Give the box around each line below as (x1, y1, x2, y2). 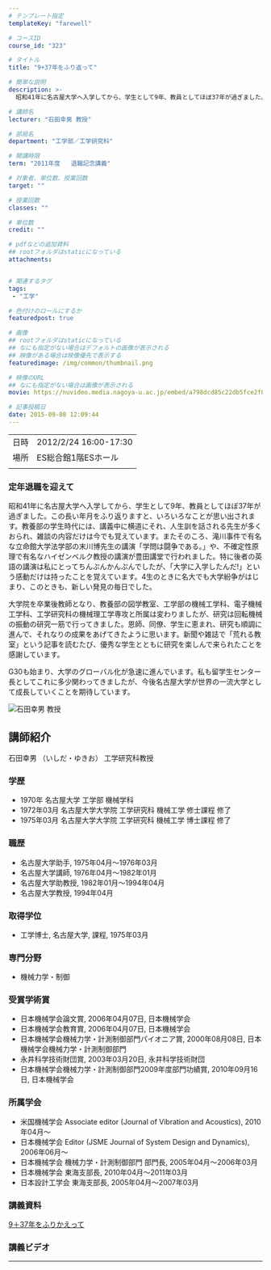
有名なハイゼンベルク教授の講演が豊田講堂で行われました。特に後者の (22, 551, 256, 562)
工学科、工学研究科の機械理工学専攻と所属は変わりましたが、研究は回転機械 (8, 610, 263, 619)
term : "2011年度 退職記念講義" (8, 159, 111, 168)
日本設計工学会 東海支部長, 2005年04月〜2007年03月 (19, 1177, 199, 1187)
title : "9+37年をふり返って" (8, 64, 98, 72)
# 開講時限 (8, 152, 40, 160)
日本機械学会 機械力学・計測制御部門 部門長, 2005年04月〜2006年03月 (19, 1157, 258, 1167)
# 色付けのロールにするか (8, 306, 82, 315)
